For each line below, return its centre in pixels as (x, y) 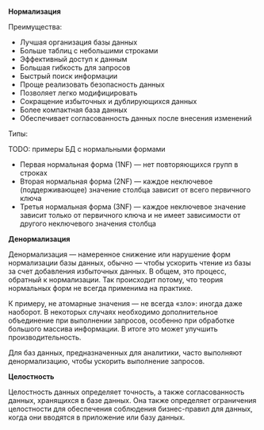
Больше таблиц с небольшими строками (89, 50)
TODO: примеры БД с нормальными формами (87, 149)
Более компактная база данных (73, 110)
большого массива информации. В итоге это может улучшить (113, 329)
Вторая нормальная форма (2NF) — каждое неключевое (116, 181)
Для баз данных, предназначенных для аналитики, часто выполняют (125, 353)
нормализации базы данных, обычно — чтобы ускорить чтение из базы (130, 263)
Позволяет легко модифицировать (78, 93)
